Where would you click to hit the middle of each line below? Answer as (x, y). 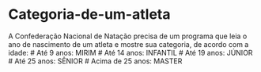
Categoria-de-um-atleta (89, 14)
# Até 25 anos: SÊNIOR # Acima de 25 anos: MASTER (95, 61)
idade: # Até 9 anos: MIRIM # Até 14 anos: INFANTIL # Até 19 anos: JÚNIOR (130, 52)
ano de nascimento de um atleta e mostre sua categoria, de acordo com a (129, 44)
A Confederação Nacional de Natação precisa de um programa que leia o (128, 36)
